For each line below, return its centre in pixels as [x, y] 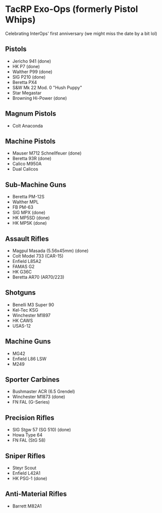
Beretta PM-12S [28, 197]
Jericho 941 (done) [31, 61]
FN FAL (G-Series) [31, 402]
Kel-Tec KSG [25, 310]
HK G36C [22, 272]
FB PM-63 [23, 207]
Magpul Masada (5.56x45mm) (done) [50, 251]
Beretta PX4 [25, 82]
